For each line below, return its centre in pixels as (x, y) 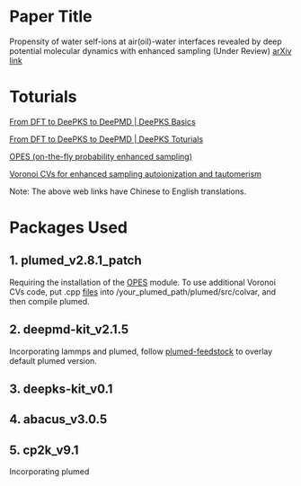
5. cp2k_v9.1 (44, 450)
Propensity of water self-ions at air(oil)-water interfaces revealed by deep (146, 41)
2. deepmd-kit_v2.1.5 (69, 330)
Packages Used (69, 228)
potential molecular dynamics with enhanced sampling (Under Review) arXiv (150, 50)
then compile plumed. (49, 301)
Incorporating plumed (49, 472)
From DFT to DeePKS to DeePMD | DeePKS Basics (102, 121)
